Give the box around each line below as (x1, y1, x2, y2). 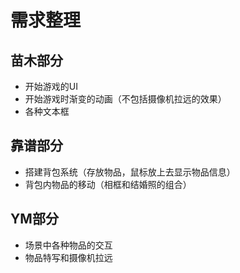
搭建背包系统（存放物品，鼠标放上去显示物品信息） (24, 166, 236, 178)
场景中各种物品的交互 (24, 239, 113, 251)
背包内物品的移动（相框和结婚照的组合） (24, 178, 192, 190)
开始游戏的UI (24, 81, 78, 92)
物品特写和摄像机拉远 (24, 251, 113, 263)
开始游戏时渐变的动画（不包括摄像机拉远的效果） (24, 93, 227, 105)
